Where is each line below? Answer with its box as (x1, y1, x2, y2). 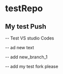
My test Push (5, 22, 47, 31)
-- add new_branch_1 (5, 54, 48, 60)
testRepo (5, 3, 43, 14)
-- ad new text (5, 45, 34, 50)
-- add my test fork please (5, 64, 59, 69)
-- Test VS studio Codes (5, 35, 54, 41)
